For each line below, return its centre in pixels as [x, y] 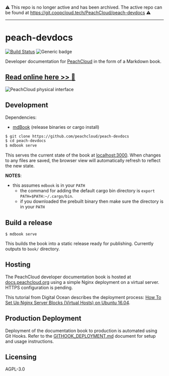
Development [27, 105]
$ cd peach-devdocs [26, 141]
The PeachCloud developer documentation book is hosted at [68, 277]
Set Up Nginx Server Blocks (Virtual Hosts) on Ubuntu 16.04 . [68, 303]
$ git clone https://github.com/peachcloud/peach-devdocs [67, 136]
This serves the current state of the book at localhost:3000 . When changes [83, 155]
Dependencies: [21, 117]
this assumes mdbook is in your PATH [49, 185]
